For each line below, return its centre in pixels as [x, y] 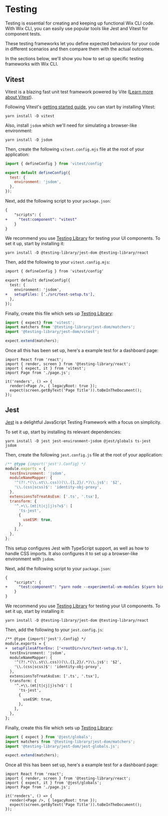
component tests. [23, 34]
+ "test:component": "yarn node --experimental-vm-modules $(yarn [80, 587]
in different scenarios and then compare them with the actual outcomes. [79, 49]
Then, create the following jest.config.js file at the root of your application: [84, 454]
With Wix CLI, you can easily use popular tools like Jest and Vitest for [77, 28]
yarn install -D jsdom [29, 140]
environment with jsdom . [30, 559]
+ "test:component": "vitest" [41, 219]
